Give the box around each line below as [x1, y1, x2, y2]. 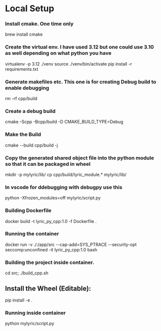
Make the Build [5, 131, 41, 138]
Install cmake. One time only [5, 21, 74, 27]
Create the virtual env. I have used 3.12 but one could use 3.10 [5, 44, 154, 50]
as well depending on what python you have [5, 50, 112, 57]
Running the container [5, 230, 60, 237]
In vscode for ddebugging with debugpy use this [5, 184, 123, 191]
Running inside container [5, 309, 66, 316]
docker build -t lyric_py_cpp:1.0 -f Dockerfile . [5, 218, 97, 224]
